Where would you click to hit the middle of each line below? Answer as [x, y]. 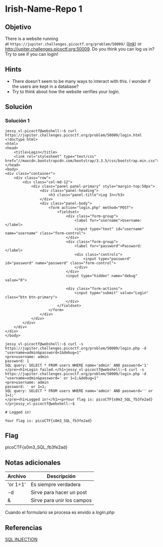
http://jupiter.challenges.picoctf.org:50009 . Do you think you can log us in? [80, 49]
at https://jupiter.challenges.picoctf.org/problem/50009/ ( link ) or [73, 44]
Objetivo [18, 27]
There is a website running [32, 38]
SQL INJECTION [21, 539]
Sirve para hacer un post [59, 492]
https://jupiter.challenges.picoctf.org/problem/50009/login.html [73, 135]
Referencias [24, 528]
